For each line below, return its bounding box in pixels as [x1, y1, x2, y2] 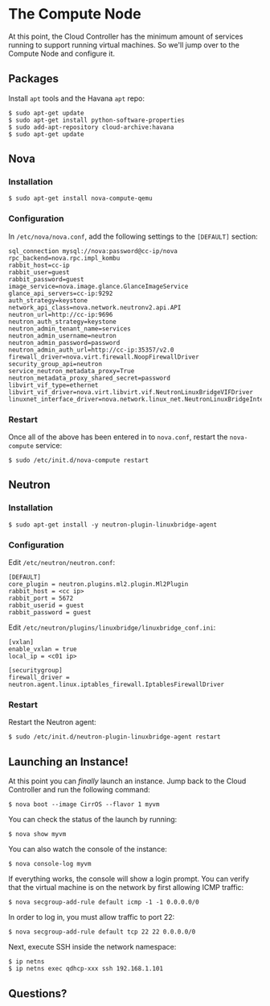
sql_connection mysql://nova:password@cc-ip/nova [8, 247, 178, 255]
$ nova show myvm [8, 830, 67, 838]
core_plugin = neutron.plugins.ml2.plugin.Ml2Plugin [8, 580, 189, 588]
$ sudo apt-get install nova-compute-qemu [8, 194, 153, 202]
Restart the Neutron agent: [8, 717, 96, 727]
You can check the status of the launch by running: [8, 815, 178, 825]
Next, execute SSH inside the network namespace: [8, 942, 177, 952]
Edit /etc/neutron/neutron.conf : [8, 558, 115, 567]
